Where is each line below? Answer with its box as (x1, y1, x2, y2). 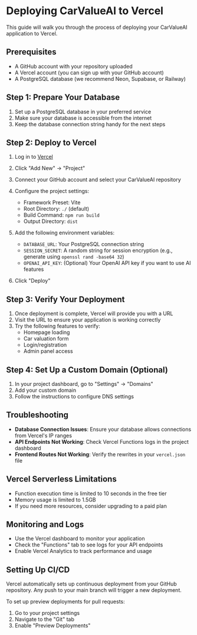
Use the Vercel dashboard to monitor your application (14, 535, 145, 542)
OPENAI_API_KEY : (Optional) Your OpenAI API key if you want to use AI (23, 260, 191, 267)
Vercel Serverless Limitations (6, 474, 117, 485)
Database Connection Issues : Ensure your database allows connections (14, 425, 192, 433)
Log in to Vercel (14, 153, 53, 161)
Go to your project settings (14, 610, 80, 617)
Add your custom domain (14, 387, 77, 394)
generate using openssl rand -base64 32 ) (23, 253, 125, 260)
